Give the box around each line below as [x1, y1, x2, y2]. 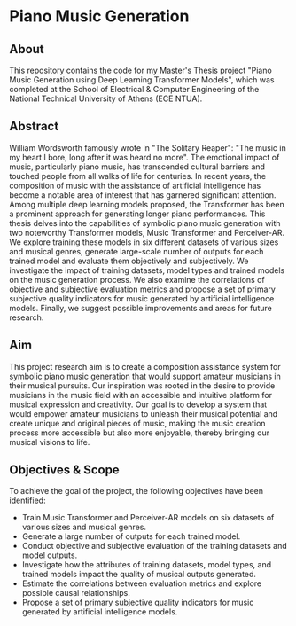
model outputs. [21, 550, 78, 560]
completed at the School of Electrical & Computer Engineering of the [9, 84, 260, 94]
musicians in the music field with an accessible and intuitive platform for [9, 389, 273, 400]
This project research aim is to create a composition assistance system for [9, 361, 281, 372]
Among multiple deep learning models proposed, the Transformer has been [9, 199, 285, 209]
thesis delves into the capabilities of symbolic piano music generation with [9, 217, 281, 228]
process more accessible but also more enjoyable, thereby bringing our [9, 427, 270, 438]
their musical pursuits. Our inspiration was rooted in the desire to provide [9, 380, 276, 391]
